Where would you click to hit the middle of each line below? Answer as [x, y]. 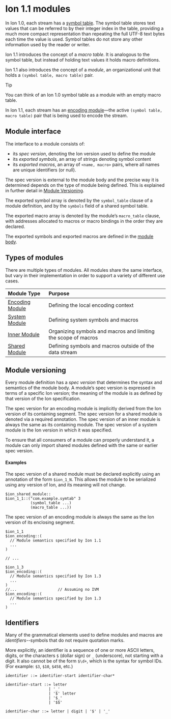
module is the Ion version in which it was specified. [59, 430]
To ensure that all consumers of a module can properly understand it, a [80, 440]
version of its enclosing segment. [40, 522]
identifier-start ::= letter [36, 685]
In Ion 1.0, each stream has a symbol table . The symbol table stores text [80, 23]
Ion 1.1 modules [38, 9]
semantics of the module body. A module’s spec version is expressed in [80, 388]
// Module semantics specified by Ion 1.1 [55, 540]
